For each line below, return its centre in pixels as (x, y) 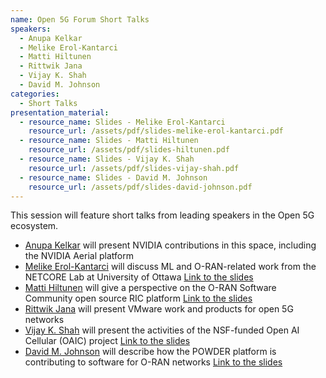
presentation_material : (60, 112)
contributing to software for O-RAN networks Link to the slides (153, 362)
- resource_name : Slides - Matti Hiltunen (109, 141)
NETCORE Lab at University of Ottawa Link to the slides (139, 277)
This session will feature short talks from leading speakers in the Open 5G (162, 215)
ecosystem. (34, 226)
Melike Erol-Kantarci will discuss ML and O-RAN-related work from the (170, 267)
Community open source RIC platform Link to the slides (138, 298)
